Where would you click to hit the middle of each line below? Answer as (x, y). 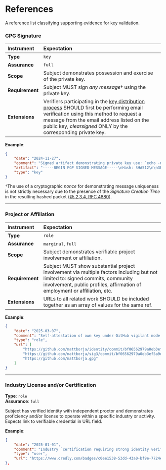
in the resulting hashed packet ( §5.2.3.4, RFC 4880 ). (59, 197)
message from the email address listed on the (96, 120)
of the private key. (64, 79)
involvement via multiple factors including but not (100, 272)
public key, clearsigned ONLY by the (85, 126)
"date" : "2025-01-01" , (37, 445)
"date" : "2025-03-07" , (37, 331)
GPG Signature (23, 36)
